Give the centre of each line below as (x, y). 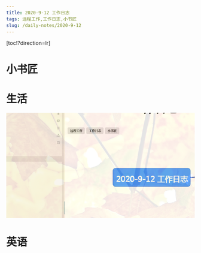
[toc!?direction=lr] (28, 43)
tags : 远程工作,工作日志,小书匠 (42, 19)
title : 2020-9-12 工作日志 (38, 13)
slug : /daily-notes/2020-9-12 (44, 25)
